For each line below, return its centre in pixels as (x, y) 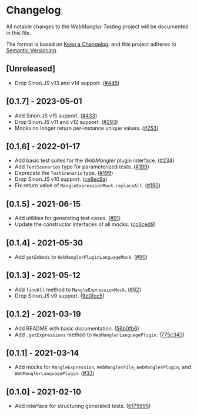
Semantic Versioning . (32, 50)
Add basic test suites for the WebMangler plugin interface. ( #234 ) (94, 161)
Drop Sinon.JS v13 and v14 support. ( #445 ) (67, 83)
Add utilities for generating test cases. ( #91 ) (68, 218)
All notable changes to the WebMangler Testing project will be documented (97, 26)
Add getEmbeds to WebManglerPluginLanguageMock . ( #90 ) (81, 257)
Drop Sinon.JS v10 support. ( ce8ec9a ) (61, 179)
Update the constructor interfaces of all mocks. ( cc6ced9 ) (85, 224)
